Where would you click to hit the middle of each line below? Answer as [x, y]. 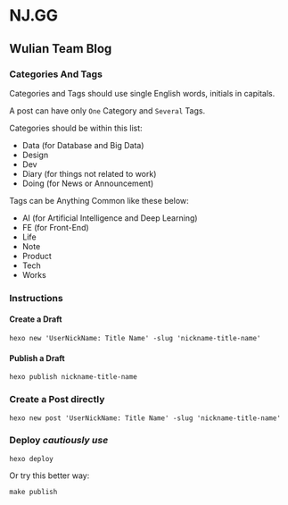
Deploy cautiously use [59, 441]
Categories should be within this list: [76, 128]
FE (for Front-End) [55, 227]
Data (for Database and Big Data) [83, 145]
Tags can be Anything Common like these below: [99, 200]
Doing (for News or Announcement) [88, 183]
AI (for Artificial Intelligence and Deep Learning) [110, 218]
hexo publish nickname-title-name [74, 377]
